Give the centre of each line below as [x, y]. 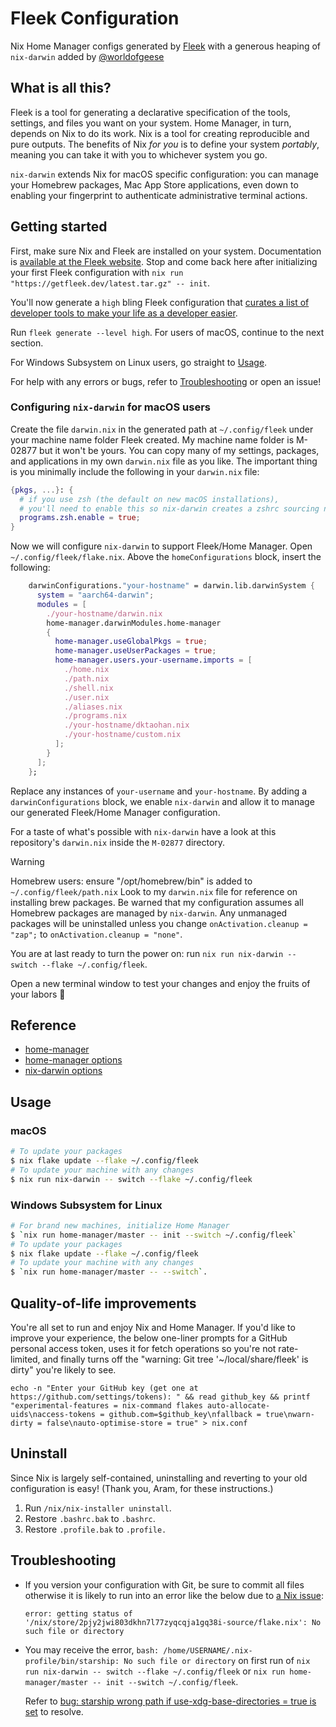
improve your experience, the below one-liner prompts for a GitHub [149, 1338]
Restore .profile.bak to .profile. [95, 1529]
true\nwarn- [290, 1414]
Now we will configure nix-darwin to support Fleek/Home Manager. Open [161, 546]
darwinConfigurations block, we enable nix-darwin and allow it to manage [162, 801]
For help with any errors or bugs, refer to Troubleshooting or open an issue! [166, 381]
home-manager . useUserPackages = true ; [135, 651]
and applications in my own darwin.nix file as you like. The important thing [164, 461]
